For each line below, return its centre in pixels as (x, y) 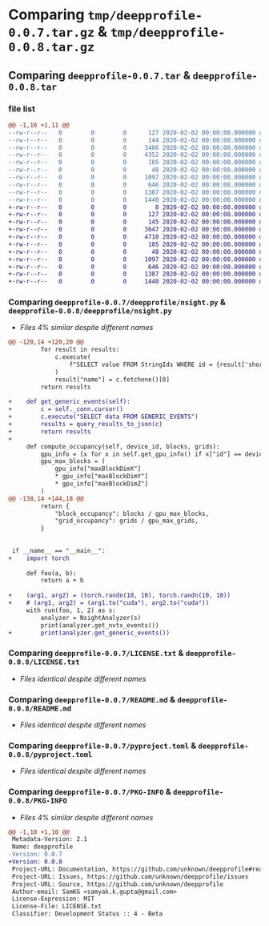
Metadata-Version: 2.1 (50, 839)
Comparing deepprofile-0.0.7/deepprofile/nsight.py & (117, 302)
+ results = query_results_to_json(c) (85, 425)
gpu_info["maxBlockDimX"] (98, 469)
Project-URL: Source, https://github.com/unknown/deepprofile (118, 884)
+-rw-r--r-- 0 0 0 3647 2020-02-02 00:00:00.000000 (132, 230)
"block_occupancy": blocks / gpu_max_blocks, (132, 513)
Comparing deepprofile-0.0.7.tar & (99, 75)
